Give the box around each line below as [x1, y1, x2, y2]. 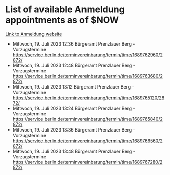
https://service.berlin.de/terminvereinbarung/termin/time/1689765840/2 [12, 116, 163, 122]
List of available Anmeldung [5, 4, 125, 15]
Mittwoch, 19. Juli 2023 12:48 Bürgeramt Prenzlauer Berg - [12, 62, 135, 68]
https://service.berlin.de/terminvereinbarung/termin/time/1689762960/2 [12, 52, 163, 58]
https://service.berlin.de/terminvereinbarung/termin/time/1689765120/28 [12, 95, 165, 101]
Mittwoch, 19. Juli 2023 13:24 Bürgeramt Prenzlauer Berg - [12, 105, 135, 111]
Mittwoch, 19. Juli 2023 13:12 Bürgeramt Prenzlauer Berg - [12, 83, 134, 90]
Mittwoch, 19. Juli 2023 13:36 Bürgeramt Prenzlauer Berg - [12, 126, 135, 133]
